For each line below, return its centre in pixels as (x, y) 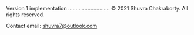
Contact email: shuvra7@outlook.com (52, 26)
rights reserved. (26, 15)
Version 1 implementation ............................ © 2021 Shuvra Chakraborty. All (97, 8)
